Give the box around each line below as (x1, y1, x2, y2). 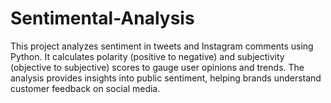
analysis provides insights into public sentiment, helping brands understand (10, 72, 322, 84)
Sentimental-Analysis (10, 7, 195, 30)
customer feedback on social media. (10, 82, 161, 94)
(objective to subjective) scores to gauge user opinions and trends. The (10, 61, 305, 73)
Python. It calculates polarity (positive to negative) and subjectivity (10, 50, 285, 62)
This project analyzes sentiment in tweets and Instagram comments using (10, 40, 314, 52)
